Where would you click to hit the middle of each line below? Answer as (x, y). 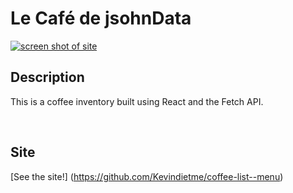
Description (47, 77)
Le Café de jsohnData (101, 18)
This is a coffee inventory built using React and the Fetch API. (137, 101)
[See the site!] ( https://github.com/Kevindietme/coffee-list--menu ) (147, 176)
